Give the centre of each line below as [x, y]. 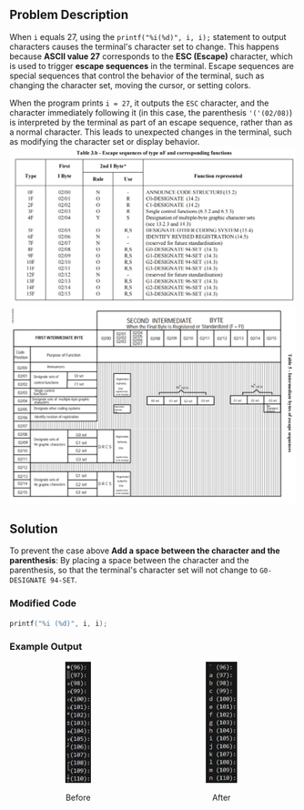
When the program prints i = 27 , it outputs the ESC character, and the [139, 103]
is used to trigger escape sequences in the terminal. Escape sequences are [152, 66]
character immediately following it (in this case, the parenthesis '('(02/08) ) [151, 112]
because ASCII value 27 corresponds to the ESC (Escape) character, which [151, 56]
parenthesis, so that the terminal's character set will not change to [133, 570]
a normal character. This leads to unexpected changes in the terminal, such [151, 132]
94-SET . [63, 580]
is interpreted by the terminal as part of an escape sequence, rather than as [151, 122]
